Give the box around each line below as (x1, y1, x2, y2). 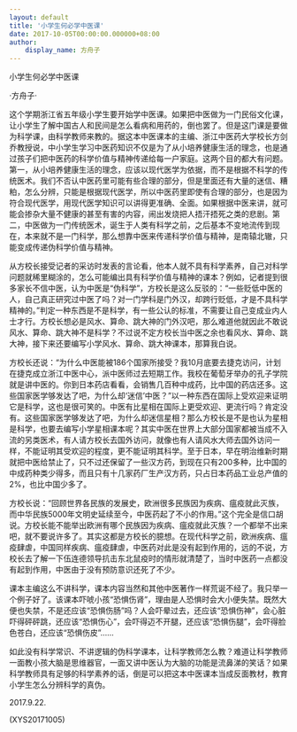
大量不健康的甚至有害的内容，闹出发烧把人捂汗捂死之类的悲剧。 (39, 209, 272, 220)
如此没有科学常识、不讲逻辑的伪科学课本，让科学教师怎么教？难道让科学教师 (9, 646, 288, 657)
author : (9, 37, 38, 47)
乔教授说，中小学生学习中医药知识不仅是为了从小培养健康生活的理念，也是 (9, 143, 280, 153)
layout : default (9, 12, 69, 22)
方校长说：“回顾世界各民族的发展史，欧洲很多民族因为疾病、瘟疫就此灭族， (9, 498, 285, 509)
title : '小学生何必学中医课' (9, 21, 104, 30)
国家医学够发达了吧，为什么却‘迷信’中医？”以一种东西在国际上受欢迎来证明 (16, 391, 288, 401)
